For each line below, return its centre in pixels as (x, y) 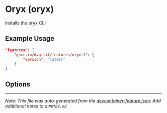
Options (18, 84)
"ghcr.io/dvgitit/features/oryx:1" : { (54, 55)
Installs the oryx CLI (26, 23)
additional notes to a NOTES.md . (37, 106)
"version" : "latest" (44, 59)
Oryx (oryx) (30, 9)
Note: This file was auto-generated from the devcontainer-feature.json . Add (83, 101)
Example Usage (30, 39)
